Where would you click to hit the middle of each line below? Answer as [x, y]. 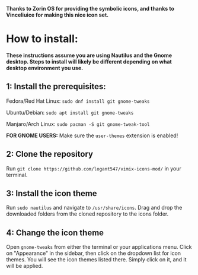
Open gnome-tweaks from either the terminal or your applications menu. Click [99, 247]
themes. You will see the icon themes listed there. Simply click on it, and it [96, 260]
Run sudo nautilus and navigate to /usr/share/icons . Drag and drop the [94, 208]
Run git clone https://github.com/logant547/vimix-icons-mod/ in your [94, 168]
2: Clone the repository [50, 154]
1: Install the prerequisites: [56, 86]
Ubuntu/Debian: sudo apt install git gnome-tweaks [70, 112]
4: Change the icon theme [55, 233]
